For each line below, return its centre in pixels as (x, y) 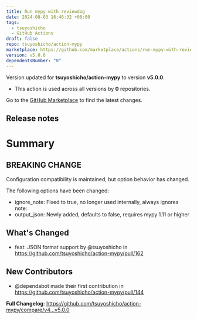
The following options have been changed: (58, 191)
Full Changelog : (26, 303)
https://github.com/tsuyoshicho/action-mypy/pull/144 (79, 292)
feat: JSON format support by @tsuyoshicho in (71, 247)
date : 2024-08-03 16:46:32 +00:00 (48, 17)
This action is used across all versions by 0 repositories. (82, 89)
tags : (13, 22)
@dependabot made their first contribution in (69, 286)
